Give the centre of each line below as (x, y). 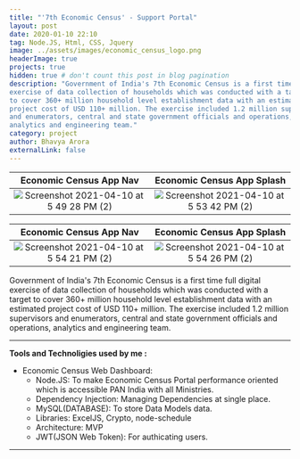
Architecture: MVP (69, 427)
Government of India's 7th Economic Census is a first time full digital (135, 280)
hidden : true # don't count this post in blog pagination (119, 76)
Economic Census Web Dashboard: (87, 370)
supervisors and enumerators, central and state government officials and (144, 318)
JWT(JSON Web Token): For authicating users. (121, 437)
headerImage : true (43, 59)
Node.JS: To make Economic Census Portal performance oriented (157, 380)
